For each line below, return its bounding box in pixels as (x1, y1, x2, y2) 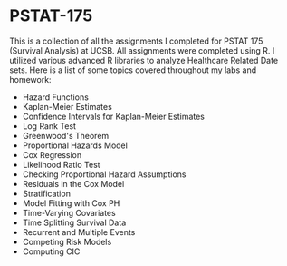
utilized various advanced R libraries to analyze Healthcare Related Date (9, 54, 279, 65)
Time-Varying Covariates (22, 207, 116, 218)
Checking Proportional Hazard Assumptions (22, 169, 187, 180)
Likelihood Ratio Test (22, 159, 101, 170)
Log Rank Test (22, 120, 77, 132)
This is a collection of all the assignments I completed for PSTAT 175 (9, 35, 263, 46)
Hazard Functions (22, 92, 89, 103)
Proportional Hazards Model (22, 140, 129, 151)
